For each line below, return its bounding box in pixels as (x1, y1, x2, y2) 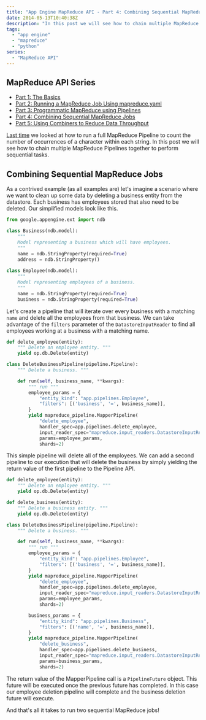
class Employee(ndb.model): (6, 268, 78, 274)
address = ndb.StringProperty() (17, 256, 100, 263)
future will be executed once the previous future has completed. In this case (6, 681, 199, 689)
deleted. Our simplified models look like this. (6, 205, 118, 212)
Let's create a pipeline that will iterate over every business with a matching (6, 308, 195, 315)
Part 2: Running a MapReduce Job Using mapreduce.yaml (15, 100, 162, 107)
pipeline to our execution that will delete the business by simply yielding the (6, 459, 197, 466)
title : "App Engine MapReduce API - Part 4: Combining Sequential (6, 9, 180, 15)
